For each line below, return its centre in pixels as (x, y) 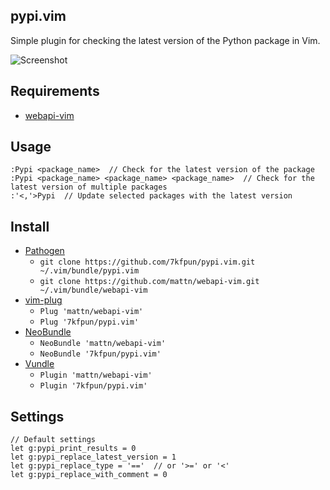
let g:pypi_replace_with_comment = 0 (89, 475)
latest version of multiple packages (89, 187)
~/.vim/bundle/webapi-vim (93, 290)
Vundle (39, 364)
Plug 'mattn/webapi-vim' (91, 312)
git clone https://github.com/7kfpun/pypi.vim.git (147, 262)
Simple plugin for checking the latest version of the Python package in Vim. (165, 40)
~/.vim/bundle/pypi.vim (89, 271)
